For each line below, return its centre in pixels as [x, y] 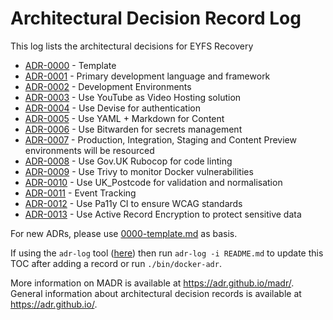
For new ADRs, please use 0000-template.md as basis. [124, 233]
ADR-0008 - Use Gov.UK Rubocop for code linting [128, 161]
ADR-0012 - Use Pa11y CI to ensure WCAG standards [133, 203]
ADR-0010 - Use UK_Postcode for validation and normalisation [153, 182]
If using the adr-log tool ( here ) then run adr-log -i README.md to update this [167, 253]
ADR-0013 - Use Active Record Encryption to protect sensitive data [163, 214]
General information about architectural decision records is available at [156, 293]
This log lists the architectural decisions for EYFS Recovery [132, 46]
